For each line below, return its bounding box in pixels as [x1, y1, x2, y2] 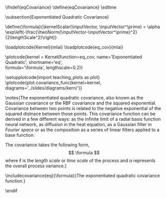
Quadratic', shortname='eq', [5, 59, 63, 65]
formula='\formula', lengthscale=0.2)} [5, 65, 83, 70]
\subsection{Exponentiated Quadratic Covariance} [5, 14, 109, 20]
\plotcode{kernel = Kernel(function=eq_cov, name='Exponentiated [5, 54, 142, 60]
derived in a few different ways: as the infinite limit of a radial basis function [5, 116, 161, 122]
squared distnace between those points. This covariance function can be [5, 111, 156, 117]
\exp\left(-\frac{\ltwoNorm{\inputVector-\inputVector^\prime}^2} [5, 29, 137, 35]
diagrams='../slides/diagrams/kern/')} [5, 85, 82, 91]
